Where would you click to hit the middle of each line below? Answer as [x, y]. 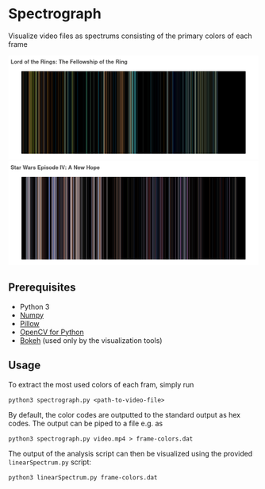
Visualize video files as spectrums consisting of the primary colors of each [130, 36]
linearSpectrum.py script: [50, 462]
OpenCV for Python [52, 332]
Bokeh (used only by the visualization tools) [91, 340]
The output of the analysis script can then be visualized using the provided [131, 453]
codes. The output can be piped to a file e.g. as [86, 423]
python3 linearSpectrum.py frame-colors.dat [83, 477]
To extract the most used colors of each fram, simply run [101, 384]
